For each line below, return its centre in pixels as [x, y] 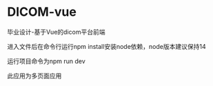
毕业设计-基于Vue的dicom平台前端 [56, 32]
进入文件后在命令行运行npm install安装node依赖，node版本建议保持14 [106, 46]
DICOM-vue [42, 12]
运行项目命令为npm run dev [47, 61]
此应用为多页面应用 [34, 76]
